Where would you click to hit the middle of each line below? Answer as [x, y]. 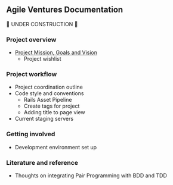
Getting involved [31, 134]
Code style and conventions [49, 93]
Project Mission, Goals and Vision [56, 52]
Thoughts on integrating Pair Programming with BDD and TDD [91, 175]
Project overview [31, 39]
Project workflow [32, 74]
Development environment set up [56, 147]
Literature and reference [42, 162]
